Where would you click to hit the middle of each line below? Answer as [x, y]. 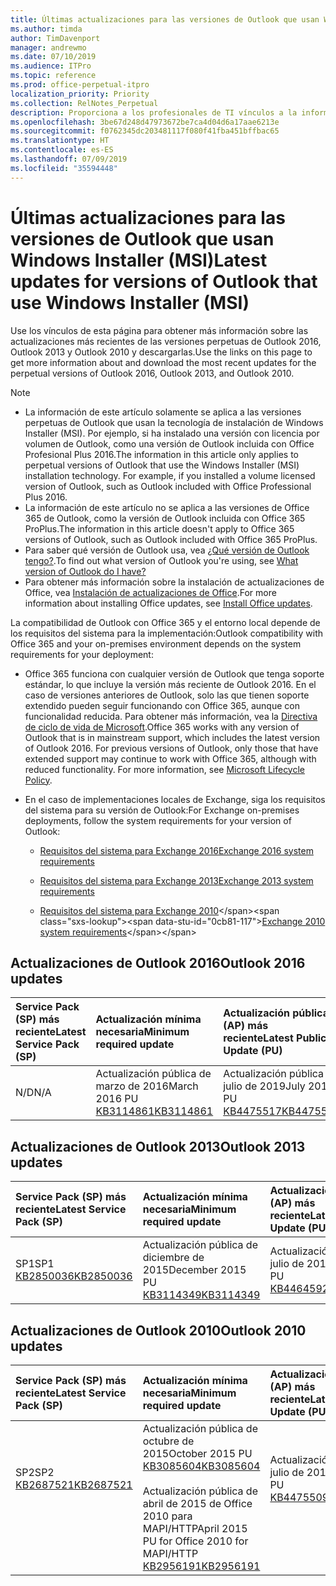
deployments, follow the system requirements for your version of [158, 820]
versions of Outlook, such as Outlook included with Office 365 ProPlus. [171, 539]
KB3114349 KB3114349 [201, 1295]
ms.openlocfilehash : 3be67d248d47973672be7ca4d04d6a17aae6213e [145, 122]
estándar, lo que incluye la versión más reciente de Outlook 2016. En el [170, 684]
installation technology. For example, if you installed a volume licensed [170, 475]
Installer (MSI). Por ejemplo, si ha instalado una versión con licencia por [172, 433]
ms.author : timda [46, 29]
